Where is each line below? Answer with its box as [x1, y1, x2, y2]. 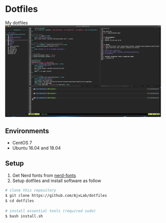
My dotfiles [5, 20, 28, 26]
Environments [5, 127, 49, 135]
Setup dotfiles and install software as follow [12, 178, 101, 184]
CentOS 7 [12, 140, 32, 146]
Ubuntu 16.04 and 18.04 [12, 145, 61, 151]
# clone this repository [5, 187, 56, 193]
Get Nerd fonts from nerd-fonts [12, 172, 76, 178]
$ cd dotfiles [5, 198, 35, 203]
